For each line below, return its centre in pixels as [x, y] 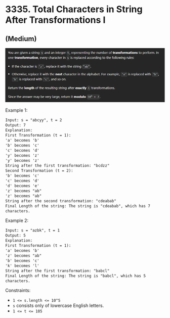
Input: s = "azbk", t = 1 [32, 231]
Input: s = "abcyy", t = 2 [34, 120]
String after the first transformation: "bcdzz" [57, 166]
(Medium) [21, 39]
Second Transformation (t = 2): [39, 171]
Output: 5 [16, 236]
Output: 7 [16, 125]
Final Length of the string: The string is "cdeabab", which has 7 [78, 206]
